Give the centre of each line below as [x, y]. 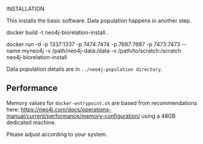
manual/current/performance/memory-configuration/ [73, 116]
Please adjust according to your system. [57, 134]
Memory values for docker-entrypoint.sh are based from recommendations [102, 103]
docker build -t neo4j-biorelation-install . [57, 32]
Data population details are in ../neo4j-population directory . [84, 69]
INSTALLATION [25, 9]
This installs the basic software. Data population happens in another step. [99, 20]
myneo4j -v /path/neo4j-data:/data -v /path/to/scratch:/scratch [102, 51]
